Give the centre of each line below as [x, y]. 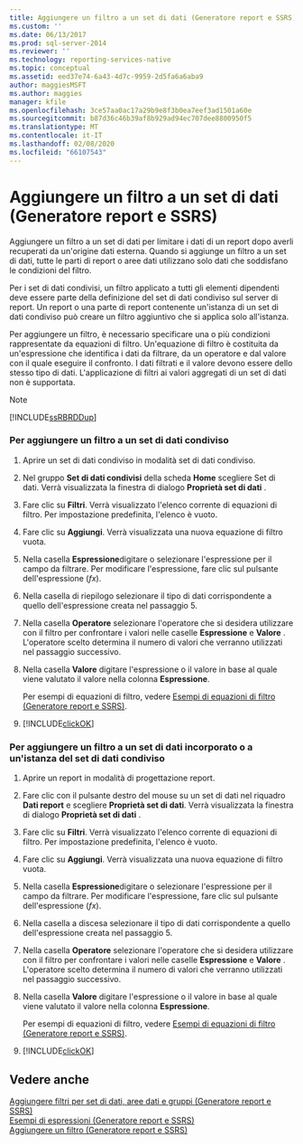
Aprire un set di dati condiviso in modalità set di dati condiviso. [139, 460]
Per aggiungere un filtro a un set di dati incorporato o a [131, 747]
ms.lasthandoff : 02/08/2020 [62, 144]
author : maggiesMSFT [48, 85]
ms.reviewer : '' [40, 52]
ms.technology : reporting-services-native [90, 60]
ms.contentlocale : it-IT [56, 136]
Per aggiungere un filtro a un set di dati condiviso [119, 440]
